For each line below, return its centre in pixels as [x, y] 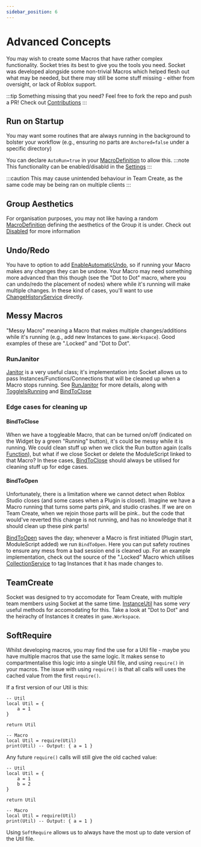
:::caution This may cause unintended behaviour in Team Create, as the [94, 178]
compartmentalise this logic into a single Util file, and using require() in [95, 663]
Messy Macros [35, 316]
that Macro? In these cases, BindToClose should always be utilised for [93, 460]
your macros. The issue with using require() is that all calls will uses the [96, 669]
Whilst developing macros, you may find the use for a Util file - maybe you [98, 650]
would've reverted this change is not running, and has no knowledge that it [99, 520]
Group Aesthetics [40, 204]
